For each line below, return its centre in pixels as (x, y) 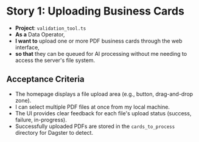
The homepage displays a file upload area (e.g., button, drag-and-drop (104, 94)
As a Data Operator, (40, 34)
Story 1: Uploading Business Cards (95, 11)
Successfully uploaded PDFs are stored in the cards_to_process (95, 126)
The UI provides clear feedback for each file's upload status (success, (103, 113)
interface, (27, 47)
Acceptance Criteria (45, 79)
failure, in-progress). (41, 120)
